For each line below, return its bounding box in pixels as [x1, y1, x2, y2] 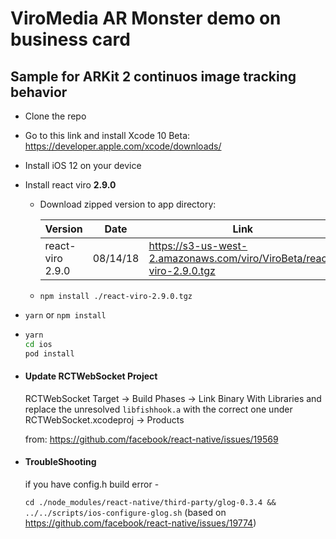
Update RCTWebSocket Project [24, 370, 158, 382]
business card [10, 28, 131, 51]
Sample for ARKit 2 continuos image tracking [10, 68, 297, 85]
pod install [24, 348, 75, 359]
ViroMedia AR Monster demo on [10, 7, 282, 30]
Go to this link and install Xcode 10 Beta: [24, 130, 191, 141]
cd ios [24, 339, 53, 349]
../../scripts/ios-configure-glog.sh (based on [24, 507, 227, 519]
